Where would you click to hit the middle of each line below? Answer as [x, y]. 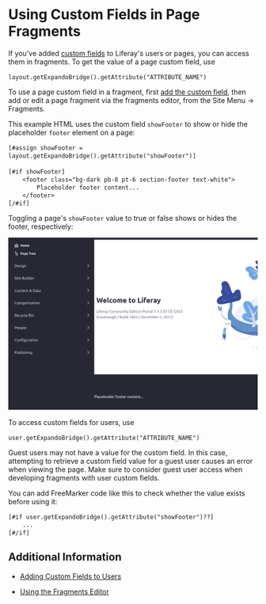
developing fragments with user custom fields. [84, 477]
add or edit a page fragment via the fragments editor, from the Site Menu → [131, 100]
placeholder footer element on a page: [72, 132]
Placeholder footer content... [88, 188]
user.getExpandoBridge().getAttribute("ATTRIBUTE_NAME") [104, 438]
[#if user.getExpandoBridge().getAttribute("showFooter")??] [111, 517]
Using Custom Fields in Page [104, 15]
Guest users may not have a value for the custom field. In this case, [118, 452]
